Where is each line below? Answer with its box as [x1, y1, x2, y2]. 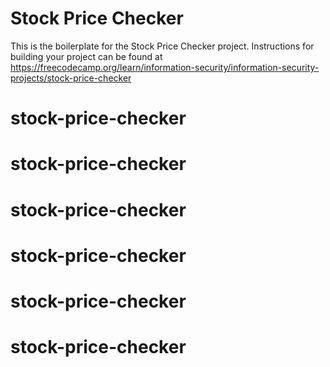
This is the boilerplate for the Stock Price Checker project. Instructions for [10, 40, 315, 52]
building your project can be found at [10, 50, 163, 62]
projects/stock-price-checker [10, 72, 132, 84]
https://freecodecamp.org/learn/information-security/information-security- [10, 61, 320, 73]
